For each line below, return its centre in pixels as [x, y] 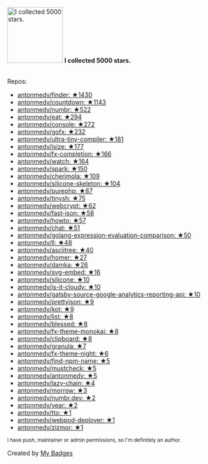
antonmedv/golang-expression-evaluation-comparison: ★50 [104, 235]
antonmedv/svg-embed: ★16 [59, 272]
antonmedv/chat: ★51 [49, 228]
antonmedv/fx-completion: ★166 [64, 154]
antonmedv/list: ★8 [45, 317]
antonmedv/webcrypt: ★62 [57, 206]
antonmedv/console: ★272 [56, 124]
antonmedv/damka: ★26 [53, 265]
